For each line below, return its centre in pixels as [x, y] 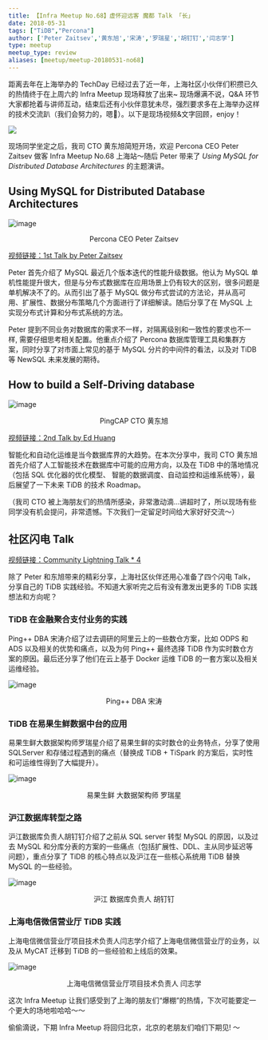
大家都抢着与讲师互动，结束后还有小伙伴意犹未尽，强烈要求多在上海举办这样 [134, 104]
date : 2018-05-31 [37, 23]
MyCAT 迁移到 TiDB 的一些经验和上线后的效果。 [102, 950]
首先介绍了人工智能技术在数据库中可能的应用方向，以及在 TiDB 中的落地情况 [134, 464]
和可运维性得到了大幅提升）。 [55, 762]
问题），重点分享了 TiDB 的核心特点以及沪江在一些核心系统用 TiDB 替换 [124, 857]
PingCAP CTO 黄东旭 [134, 420]
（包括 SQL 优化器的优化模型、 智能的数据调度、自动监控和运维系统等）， [128, 474]
